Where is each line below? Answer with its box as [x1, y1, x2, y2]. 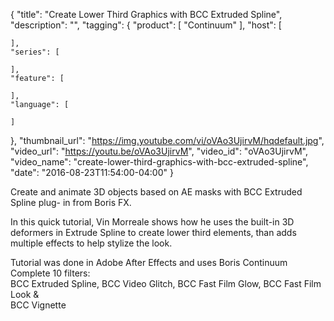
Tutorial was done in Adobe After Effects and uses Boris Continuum [10, 257, 288, 268]
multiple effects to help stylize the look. [10, 237, 173, 249]
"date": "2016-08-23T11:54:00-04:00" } [10, 167, 174, 178]
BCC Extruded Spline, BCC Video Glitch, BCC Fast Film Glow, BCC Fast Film [10, 278, 322, 289]
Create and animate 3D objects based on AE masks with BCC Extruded [10, 186, 303, 198]
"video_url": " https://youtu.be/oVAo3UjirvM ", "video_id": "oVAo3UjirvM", [10, 145, 308, 157]
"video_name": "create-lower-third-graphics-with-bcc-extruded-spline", [10, 156, 309, 168]
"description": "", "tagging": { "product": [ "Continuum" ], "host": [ [10, 19, 282, 31]
